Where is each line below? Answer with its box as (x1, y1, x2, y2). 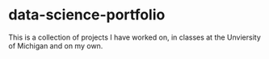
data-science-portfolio (8, 6, 166, 24)
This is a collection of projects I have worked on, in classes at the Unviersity (8, 32, 261, 42)
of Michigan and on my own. (8, 40, 103, 50)
